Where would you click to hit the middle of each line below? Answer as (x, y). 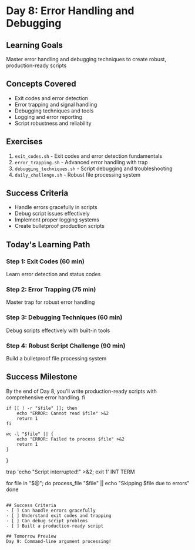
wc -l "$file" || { (30, 434)
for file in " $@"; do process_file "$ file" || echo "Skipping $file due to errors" (98, 483)
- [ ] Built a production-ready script (55, 526)
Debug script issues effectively (52, 214)
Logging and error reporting (48, 117)
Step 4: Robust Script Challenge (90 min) (66, 346)
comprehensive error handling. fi (46, 397)
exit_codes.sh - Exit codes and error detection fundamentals (88, 156)
